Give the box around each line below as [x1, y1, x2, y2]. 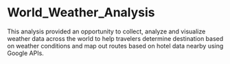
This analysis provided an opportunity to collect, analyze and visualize [7, 27, 206, 35]
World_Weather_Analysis [7, 5, 156, 20]
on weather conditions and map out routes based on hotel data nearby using [7, 42, 224, 50]
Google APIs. [7, 49, 45, 57]
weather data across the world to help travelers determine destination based [7, 34, 224, 42]
